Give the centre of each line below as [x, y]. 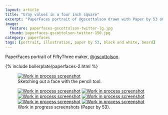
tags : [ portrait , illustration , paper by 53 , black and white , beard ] [80, 42]
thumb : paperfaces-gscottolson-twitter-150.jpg [60, 33]
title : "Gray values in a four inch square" [52, 14]
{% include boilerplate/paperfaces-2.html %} [52, 66]
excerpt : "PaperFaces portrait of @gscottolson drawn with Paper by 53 [81, 19]
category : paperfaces [28, 38]
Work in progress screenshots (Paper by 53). [64, 107]
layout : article [22, 10]
